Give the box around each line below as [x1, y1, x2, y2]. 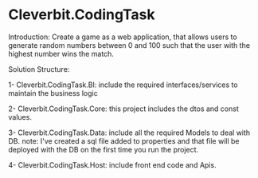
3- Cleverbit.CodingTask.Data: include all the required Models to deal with [8, 128, 251, 137]
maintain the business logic [8, 88, 98, 97]
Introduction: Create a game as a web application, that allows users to [8, 32, 237, 42]
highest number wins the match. [8, 49, 114, 58]
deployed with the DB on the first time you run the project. [8, 144, 199, 154]
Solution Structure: [8, 64, 70, 73]
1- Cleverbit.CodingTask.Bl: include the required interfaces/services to [8, 80, 238, 89]
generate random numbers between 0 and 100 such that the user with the [8, 40, 251, 49]
